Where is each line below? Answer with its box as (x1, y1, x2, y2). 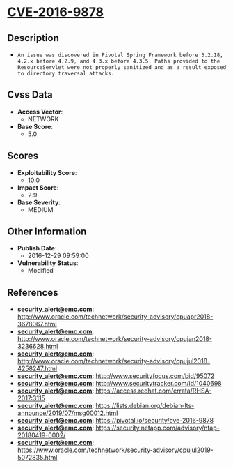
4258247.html (17, 364, 58, 373)
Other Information (7, 226, 87, 238)
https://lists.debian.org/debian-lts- (95, 402, 195, 410)
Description (7, 32, 59, 44)
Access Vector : (17, 107, 63, 116)
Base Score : (17, 122, 54, 130)
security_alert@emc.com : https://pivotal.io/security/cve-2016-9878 (17, 416, 214, 425)
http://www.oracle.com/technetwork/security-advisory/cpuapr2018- (17, 312, 214, 321)
